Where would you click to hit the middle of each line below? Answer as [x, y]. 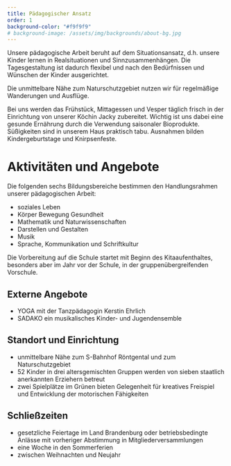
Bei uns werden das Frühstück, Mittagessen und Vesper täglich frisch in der [115, 109]
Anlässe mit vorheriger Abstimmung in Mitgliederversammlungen [110, 440]
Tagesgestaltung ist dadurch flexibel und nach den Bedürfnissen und [106, 67]
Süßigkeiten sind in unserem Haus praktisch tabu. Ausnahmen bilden [106, 131]
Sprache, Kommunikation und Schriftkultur [78, 244]
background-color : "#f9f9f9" [49, 26]
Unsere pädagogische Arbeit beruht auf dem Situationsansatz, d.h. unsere [113, 53]
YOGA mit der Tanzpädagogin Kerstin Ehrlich [81, 311]
